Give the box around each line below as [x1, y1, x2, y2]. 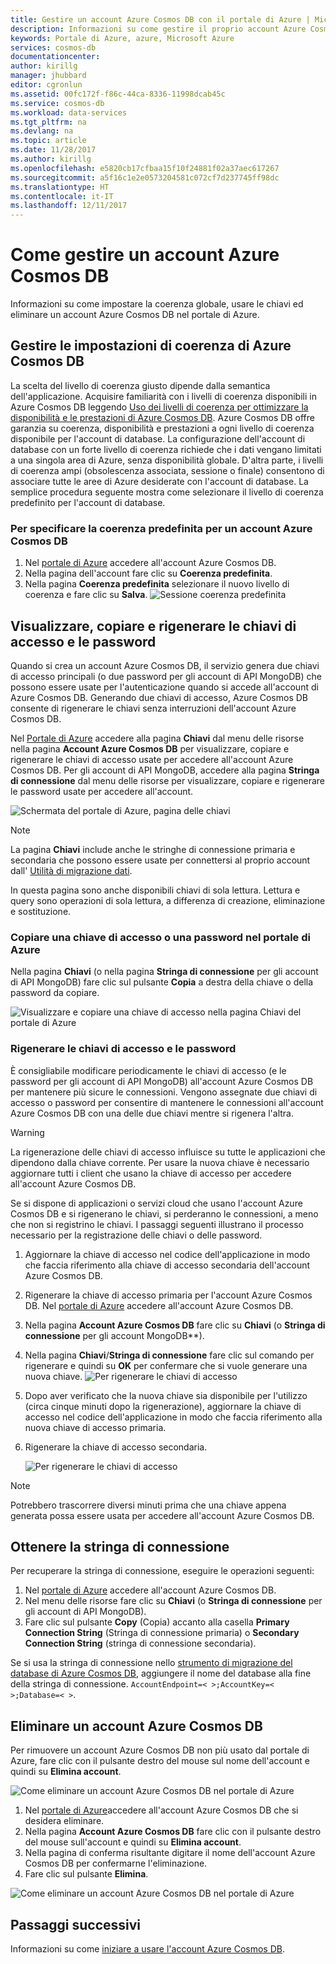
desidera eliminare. [24, 1815, 105, 1827]
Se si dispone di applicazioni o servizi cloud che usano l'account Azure [10, 1197, 303, 1209]
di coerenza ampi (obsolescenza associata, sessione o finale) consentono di [10, 464, 325, 476]
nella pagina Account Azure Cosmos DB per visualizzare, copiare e [10, 742, 290, 755]
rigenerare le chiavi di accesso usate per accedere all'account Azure [10, 753, 294, 765]
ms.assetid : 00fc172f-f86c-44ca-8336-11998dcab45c [10, 89, 226, 99]
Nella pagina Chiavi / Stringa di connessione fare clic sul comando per [24, 1349, 315, 1361]
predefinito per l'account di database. [10, 496, 166, 508]
